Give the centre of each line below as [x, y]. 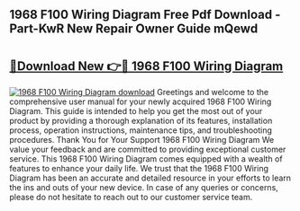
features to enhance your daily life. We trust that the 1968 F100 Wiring [139, 168]
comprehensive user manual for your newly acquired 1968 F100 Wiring [141, 101]
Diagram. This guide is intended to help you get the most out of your [136, 111]
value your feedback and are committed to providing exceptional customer [148, 149]
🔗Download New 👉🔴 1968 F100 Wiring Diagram [146, 66]
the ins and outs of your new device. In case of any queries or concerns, [144, 187]
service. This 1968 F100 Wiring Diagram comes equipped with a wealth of [146, 159]
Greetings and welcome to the [213, 92]
